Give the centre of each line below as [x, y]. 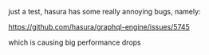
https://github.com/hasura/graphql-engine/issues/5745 [99, 27]
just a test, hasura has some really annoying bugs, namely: [104, 12]
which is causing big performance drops [75, 42]
